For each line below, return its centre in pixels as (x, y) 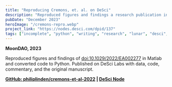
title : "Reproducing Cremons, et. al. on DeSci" (58, 10)
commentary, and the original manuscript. (49, 69)
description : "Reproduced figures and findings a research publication (83, 15)
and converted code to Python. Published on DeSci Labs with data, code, (82, 64)
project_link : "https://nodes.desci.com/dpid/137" (60, 29)
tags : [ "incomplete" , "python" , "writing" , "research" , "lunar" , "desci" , (87, 34)
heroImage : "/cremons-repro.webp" (42, 24)
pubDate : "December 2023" (33, 19)
